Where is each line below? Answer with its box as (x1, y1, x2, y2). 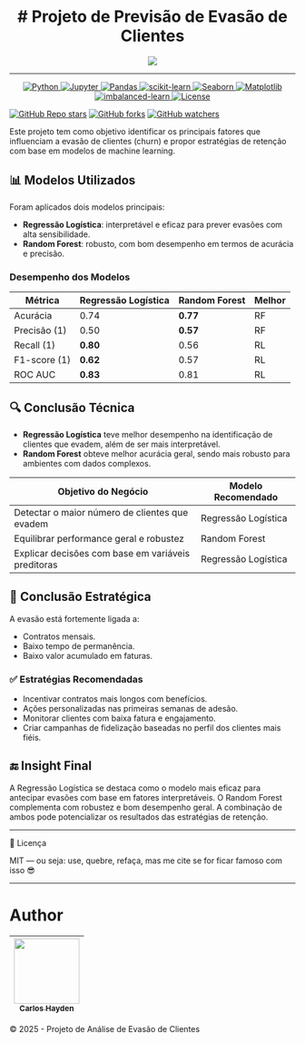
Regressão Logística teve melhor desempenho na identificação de (22, 428, 273, 439)
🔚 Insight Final (9, 758, 93, 773)
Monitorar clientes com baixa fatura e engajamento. (22, 713, 216, 723)
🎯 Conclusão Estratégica (9, 589, 152, 605)
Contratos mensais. (22, 631, 96, 642)
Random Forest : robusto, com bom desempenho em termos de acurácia (22, 238, 294, 249)
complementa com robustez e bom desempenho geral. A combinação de (9, 802, 283, 812)
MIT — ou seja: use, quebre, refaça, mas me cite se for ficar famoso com (9, 855, 283, 866)
